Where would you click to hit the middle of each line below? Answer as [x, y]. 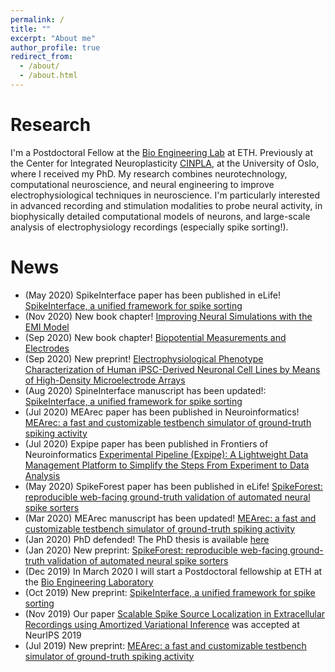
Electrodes [47, 348]
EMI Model [47, 327]
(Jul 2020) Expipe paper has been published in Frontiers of [146, 443]
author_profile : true [55, 47]
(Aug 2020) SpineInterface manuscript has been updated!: [145, 390]
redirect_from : [42, 57]
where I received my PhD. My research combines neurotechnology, [149, 173]
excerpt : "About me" [53, 38]
